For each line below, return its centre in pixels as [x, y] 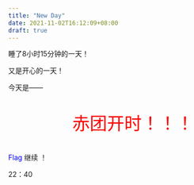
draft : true [28, 30]
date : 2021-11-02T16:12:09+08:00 [63, 23]
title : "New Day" [37, 15]
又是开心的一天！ [36, 71]
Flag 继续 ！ [28, 158]
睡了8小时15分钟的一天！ [49, 54]
